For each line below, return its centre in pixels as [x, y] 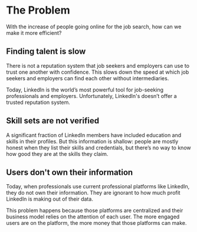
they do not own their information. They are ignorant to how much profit [93, 193]
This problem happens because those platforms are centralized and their [95, 211]
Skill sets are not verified [52, 121]
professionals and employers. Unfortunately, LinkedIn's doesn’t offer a [91, 96]
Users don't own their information [70, 172]
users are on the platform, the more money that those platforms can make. [96, 223]
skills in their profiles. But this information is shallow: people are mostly [92, 141]
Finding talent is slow [46, 52]
